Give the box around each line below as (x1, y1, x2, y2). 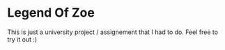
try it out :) (7, 35, 38, 43)
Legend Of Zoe (7, 5, 95, 21)
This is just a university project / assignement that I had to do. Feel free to (7, 28, 218, 36)
